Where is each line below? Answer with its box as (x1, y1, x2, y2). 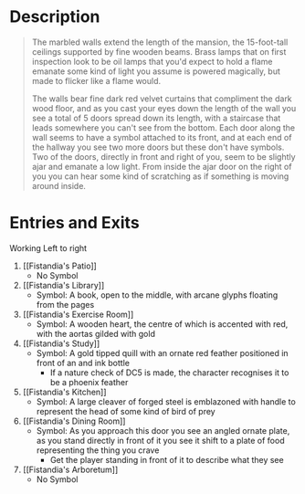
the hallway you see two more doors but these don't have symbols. (31, 142, 285, 152)
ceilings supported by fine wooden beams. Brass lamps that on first (31, 46, 287, 57)
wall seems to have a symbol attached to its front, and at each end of (31, 131, 292, 142)
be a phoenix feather (49, 376, 129, 387)
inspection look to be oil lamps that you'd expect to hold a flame (31, 56, 273, 67)
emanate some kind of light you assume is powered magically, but (31, 66, 281, 77)
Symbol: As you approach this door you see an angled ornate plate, (36, 425, 290, 436)
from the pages (36, 299, 95, 310)
